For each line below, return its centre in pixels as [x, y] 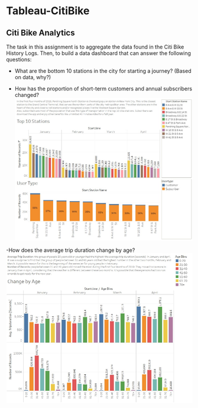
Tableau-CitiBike [48, 11]
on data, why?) [33, 77]
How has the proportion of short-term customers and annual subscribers [103, 89]
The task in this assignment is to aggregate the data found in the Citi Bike [95, 47]
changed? [27, 95]
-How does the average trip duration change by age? [71, 250]
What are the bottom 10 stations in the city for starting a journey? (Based [103, 71]
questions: [19, 59]
